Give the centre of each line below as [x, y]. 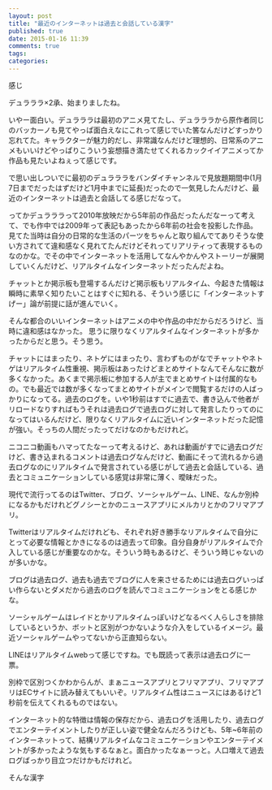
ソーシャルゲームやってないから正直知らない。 [93, 637]
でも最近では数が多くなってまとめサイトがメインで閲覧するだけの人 [136, 389]
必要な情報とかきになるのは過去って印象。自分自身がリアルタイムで [142, 542]
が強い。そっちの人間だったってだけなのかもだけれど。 [101, 429]
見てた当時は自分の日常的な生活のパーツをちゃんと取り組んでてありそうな [133, 235]
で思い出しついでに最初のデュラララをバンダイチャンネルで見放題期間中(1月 [135, 177]
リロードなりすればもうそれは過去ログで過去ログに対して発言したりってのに [136, 409]
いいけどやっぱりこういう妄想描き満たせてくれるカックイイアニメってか [143, 150]
